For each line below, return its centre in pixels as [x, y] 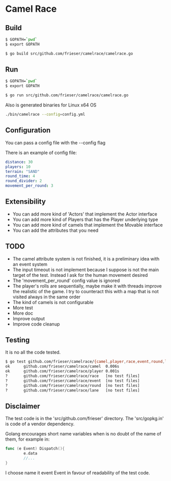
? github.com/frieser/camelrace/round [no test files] [73, 385]
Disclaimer [23, 406]
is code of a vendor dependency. [40, 424]
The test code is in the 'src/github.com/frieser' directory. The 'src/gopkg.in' [84, 419]
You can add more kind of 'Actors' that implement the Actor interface [85, 214]
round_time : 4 [20, 176]
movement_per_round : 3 [29, 186]
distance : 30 [19, 162]
